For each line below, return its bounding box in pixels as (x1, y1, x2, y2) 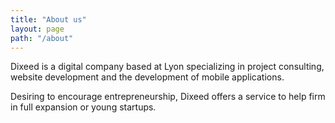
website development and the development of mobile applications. (10, 71, 285, 83)
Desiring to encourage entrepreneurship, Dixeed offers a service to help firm (10, 91, 326, 103)
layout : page (10, 24, 65, 34)
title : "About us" (10, 14, 87, 25)
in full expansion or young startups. (10, 101, 157, 113)
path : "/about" (10, 33, 74, 43)
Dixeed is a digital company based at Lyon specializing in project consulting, (10, 61, 325, 73)
